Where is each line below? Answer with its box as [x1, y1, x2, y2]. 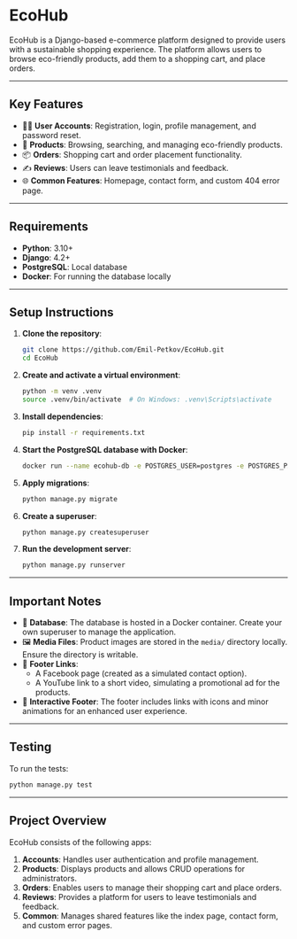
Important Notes [9, 594, 102, 609]
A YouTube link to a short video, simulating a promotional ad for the [34, 678, 280, 688]
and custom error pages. [21, 920, 113, 930]
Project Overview [9, 813, 107, 828]
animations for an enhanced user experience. [21, 706, 188, 717]
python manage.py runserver [21, 561, 126, 570]
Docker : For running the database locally [21, 271, 171, 282]
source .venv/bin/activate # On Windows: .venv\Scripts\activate [21, 395, 272, 404]
